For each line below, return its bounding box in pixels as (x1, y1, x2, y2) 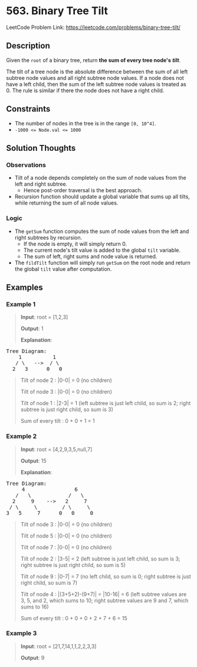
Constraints (6, 104, 51, 114)
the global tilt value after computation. (14, 265, 112, 273)
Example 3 (6, 629, 37, 637)
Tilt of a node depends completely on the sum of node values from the (14, 174, 187, 182)
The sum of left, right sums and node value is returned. (23, 252, 157, 260)
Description (6, 41, 50, 51)
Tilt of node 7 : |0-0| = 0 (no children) (20, 543, 112, 551)
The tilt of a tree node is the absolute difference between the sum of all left (6, 68, 188, 75)
